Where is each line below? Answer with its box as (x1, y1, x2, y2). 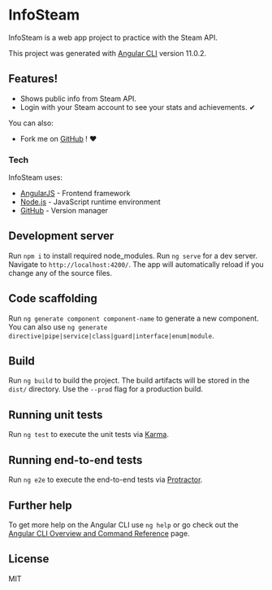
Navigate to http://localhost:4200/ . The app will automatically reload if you (8, 259, 264, 269)
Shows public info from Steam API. (19, 94, 136, 103)
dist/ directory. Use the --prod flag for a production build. (8, 384, 203, 394)
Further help (8, 498, 73, 512)
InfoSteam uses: (8, 173, 63, 182)
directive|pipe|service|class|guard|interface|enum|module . (8, 330, 214, 340)
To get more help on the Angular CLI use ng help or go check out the (8, 519, 239, 530)
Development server (8, 229, 114, 243)
